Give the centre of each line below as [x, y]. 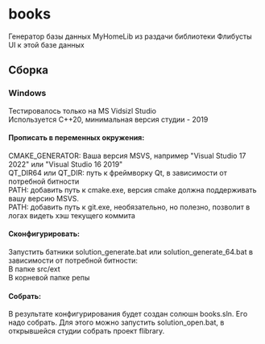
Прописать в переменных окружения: [77, 138]
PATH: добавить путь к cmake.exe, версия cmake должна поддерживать [132, 189]
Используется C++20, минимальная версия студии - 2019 [108, 119]
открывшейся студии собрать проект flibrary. [87, 331]
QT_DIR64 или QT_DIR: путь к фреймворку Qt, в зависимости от [118, 172]
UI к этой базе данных [46, 44]
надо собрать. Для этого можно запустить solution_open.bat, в [116, 322]
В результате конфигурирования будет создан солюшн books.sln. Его [128, 314]
